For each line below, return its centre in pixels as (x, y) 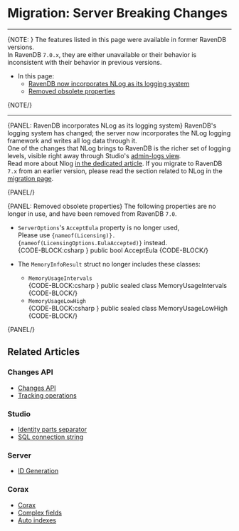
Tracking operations (47, 395)
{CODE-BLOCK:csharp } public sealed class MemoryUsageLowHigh (128, 308)
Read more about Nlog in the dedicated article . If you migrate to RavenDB (115, 163)
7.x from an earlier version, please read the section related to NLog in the (115, 171)
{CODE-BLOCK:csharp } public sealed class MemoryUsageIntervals (128, 285)
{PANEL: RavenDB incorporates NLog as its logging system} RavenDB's (112, 125)
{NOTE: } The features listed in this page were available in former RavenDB (117, 39)
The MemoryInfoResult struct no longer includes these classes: (109, 264)
